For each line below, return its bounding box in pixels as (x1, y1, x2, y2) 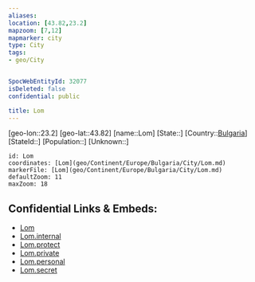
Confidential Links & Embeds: (8, 202, 158, 215)
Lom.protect (19, 240, 61, 249)
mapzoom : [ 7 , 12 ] (8, 26, 62, 34)
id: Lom (8, 152, 34, 160)
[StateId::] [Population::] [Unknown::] (8, 137, 129, 147)
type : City (8, 41, 45, 49)
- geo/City (8, 57, 45, 65)
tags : (8, 49, 26, 57)
